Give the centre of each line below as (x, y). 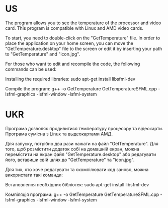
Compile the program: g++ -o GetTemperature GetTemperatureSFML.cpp (81, 88)
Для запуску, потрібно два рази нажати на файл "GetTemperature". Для (82, 143)
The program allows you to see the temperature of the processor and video (83, 23)
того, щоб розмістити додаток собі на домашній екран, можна (72, 149)
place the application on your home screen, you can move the (69, 43)
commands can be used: (31, 69)
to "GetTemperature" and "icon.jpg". (43, 54)
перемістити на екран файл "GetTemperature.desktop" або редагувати (81, 154)
